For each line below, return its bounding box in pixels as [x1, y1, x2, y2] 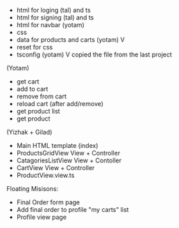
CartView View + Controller [16, 164, 95, 172]
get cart [16, 77, 40, 86]
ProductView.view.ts [16, 171, 75, 179]
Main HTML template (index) [16, 142, 99, 149]
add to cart [16, 85, 49, 93]
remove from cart [16, 92, 67, 100]
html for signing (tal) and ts [16, 13, 94, 22]
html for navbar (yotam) [16, 21, 85, 29]
